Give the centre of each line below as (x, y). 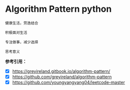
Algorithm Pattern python (58, 9)
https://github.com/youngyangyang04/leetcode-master (68, 83)
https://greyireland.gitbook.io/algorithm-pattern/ (61, 71)
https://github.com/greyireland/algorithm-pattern (62, 77)
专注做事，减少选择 (22, 42)
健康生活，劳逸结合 (22, 23)
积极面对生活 (16, 32)
